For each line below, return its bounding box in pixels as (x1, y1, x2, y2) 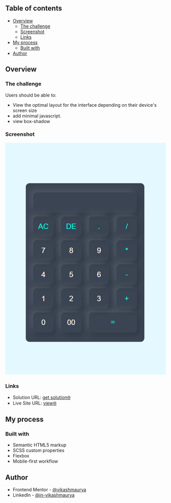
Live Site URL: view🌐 (12, 400, 57, 406)
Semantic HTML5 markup (12, 442, 67, 448)
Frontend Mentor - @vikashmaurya (12, 487, 87, 493)
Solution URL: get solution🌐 (12, 394, 71, 400)
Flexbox (12, 453, 30, 459)
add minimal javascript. (12, 112, 62, 119)
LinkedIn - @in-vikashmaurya (12, 492, 75, 498)
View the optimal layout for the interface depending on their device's (12, 102, 157, 108)
